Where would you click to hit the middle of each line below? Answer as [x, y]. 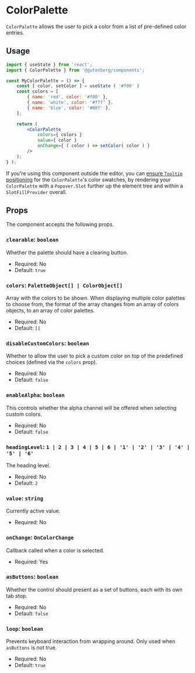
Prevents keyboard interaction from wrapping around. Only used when [91, 641]
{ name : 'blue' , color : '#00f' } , [69, 108]
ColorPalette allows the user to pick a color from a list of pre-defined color [96, 26]
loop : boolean [25, 628]
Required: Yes [31, 562]
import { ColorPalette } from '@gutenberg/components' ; [75, 70]
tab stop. [17, 596]
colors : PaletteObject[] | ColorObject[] [65, 285]
